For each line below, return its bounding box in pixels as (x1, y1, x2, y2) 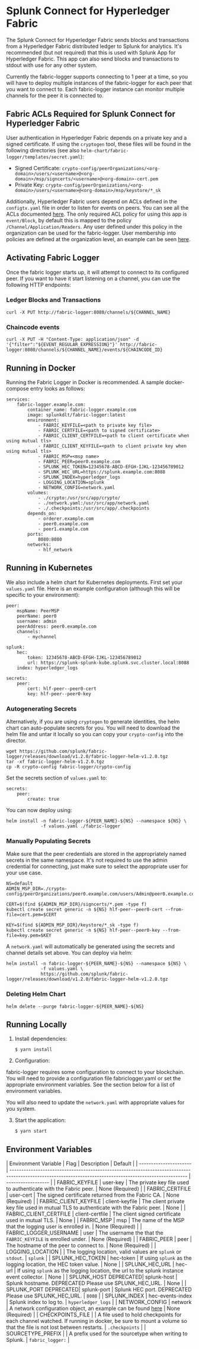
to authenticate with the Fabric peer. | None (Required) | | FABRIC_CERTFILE (6, 1185, 191, 1193)
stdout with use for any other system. (6, 61, 98, 69)
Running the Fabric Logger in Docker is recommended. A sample (6, 378, 164, 386)
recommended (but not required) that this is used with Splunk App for (6, 49, 176, 56)
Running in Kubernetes (6, 563, 93, 573)
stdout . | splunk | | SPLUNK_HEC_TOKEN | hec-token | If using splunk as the (6, 1255, 192, 1262)
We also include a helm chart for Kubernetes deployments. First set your (6, 578, 182, 586)
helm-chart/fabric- (81, 148, 129, 154)
